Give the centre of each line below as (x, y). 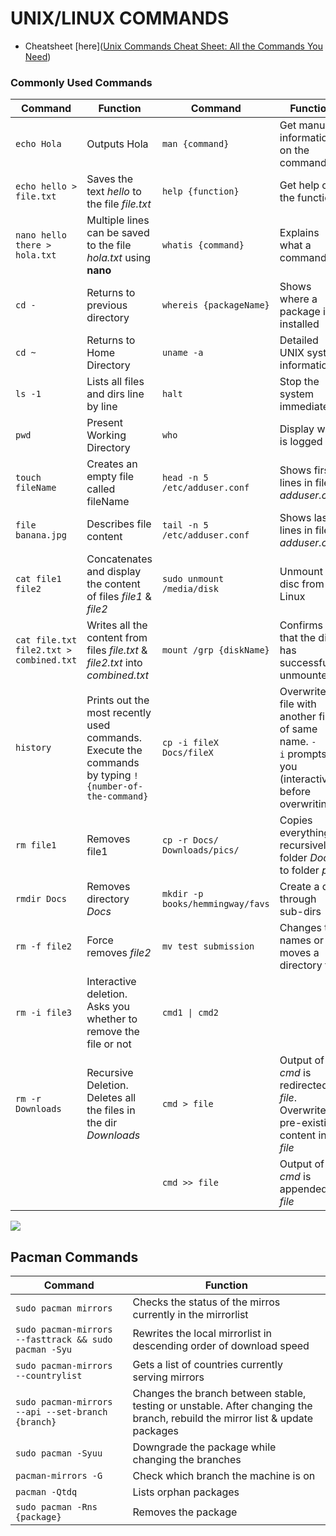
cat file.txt (46, 640)
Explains (299, 233)
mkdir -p (182, 894)
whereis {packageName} (215, 305)
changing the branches (187, 1460)
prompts (307, 754)
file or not (109, 1044)
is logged (301, 442)
